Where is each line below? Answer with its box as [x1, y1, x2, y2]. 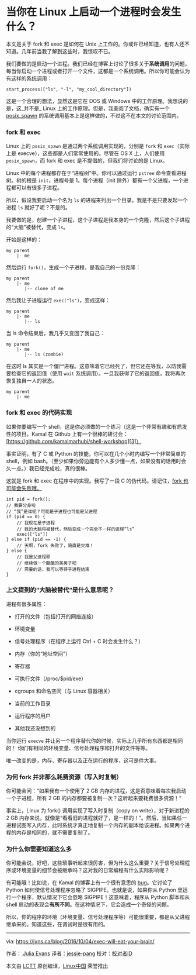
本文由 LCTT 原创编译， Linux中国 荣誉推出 [6, 963, 108, 970]
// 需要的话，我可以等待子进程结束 [16, 566, 90, 572]
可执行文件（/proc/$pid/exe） [14, 675, 86, 682]
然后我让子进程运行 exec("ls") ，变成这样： [6, 297, 111, 304]
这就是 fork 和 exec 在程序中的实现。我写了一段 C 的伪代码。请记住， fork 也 [6, 477, 188, 484]
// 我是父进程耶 [16, 554, 51, 560]
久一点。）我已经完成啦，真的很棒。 [6, 464, 90, 471]
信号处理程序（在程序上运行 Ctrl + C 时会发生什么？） [14, 638, 144, 645]
